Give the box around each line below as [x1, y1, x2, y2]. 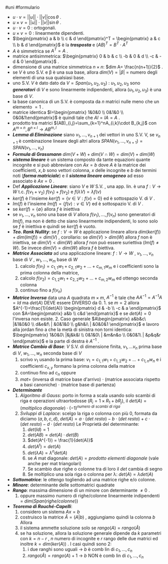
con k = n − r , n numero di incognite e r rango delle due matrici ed [20, 535, 158, 541]
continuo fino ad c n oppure [20, 370, 76, 377]
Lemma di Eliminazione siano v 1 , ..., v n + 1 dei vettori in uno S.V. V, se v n [12, 131, 161, 139]
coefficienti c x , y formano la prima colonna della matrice [20, 363, 135, 370]
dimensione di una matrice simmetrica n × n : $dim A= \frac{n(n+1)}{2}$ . [12, 64, 163, 70]
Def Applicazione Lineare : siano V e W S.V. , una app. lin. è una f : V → [12, 183, 161, 189]
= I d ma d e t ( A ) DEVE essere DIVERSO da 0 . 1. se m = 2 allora [12, 300, 140, 306]
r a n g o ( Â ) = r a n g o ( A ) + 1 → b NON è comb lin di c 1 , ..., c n [27, 552, 144, 560]
